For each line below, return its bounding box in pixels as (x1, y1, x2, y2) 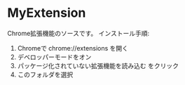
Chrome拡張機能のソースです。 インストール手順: (7, 29, 149, 37)
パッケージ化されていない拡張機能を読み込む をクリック (17, 61, 179, 70)
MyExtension (7, 5, 86, 21)
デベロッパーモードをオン (17, 53, 92, 61)
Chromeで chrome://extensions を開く (17, 44, 128, 52)
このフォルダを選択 (17, 70, 74, 79)
